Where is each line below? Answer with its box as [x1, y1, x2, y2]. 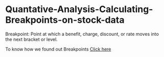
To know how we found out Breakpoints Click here [5, 46, 111, 52]
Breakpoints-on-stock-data [5, 14, 125, 26]
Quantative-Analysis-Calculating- [5, 4, 153, 15]
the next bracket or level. [5, 36, 58, 42]
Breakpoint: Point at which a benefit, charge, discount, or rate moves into [5, 31, 159, 37]
